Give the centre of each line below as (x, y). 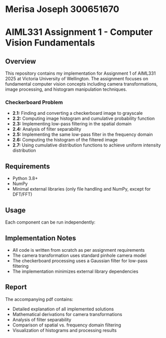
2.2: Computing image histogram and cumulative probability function (83, 118)
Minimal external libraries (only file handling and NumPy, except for (81, 189)
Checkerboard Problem (34, 102)
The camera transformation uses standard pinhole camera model (79, 255)
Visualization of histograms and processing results (64, 330)
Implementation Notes (41, 238)
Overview (21, 61)
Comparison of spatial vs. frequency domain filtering (67, 325)
